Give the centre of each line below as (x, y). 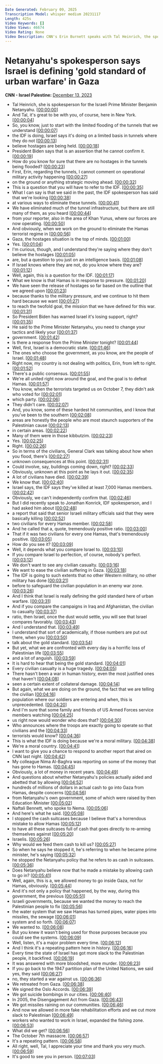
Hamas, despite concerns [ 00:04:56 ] (49, 792)
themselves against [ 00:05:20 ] (43, 834)
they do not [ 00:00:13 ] (34, 140)
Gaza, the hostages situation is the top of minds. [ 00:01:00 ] (71, 239)
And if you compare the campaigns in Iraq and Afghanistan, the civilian (83, 606)
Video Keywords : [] (25, 23)
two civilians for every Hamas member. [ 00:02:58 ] (62, 523)
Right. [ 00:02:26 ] (29, 446)
